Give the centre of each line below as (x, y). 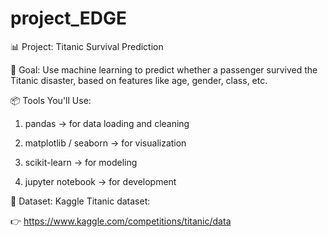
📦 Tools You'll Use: (51, 100)
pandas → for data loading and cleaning (107, 123)
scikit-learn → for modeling (81, 162)
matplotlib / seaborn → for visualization (105, 143)
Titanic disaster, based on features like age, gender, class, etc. (139, 80)
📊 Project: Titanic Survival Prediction (87, 46)
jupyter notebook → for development (100, 181)
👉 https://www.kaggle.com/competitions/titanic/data (121, 221)
